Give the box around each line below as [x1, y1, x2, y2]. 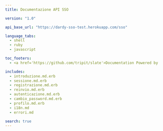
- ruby [9, 42, 23, 48]
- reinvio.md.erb [9, 87, 45, 93]
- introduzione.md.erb [9, 74, 56, 78]
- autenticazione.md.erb [9, 92, 60, 97]
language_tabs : [5, 34, 36, 38]
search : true [5, 119, 32, 124]
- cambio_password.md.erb [9, 96, 62, 101]
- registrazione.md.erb [9, 83, 58, 88]
